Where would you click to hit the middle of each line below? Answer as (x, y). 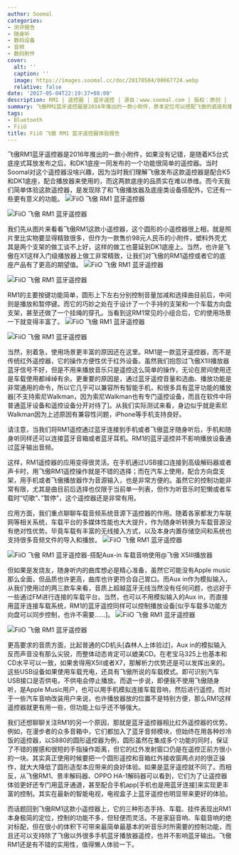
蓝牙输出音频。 (35, 447)
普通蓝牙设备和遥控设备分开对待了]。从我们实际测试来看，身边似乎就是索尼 (118, 405)
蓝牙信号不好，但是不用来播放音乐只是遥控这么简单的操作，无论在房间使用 (116, 370)
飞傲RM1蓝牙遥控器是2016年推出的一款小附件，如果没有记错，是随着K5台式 (118, 155)
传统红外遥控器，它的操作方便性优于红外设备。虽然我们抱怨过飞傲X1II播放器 (118, 361)
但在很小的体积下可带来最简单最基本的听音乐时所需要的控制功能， (128, 826)
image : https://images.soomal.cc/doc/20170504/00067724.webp (106, 80)
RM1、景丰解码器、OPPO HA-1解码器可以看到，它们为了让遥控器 (133, 776)
